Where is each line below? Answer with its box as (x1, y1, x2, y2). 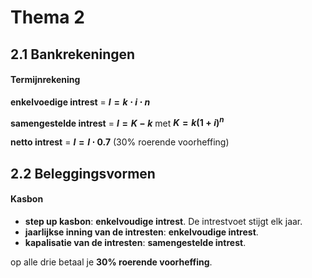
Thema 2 (10, 6, 85, 29)
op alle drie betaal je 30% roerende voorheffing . (10, 256, 213, 268)
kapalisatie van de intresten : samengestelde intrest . (24, 237, 247, 249)
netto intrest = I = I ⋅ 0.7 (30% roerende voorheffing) (10, 136, 230, 148)
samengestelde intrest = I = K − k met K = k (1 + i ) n (10, 115, 225, 129)
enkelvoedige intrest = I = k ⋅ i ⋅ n (10, 96, 151, 108)
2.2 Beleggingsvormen (10, 165, 156, 182)
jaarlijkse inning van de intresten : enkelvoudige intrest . (24, 226, 259, 238)
